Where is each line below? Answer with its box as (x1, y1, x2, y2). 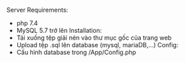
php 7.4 (16, 19, 39, 27)
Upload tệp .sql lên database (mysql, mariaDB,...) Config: (16, 41, 179, 49)
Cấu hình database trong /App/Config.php (16, 48, 137, 56)
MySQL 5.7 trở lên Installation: (16, 27, 102, 34)
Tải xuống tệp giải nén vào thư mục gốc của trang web (16, 34, 172, 42)
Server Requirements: (6, 6, 68, 14)
